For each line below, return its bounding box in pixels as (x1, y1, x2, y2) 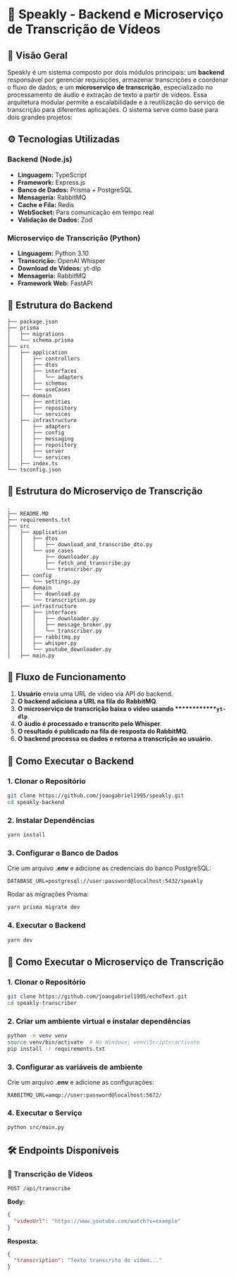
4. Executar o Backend (7, 920, 86, 930)
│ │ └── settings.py (7, 578, 80, 585)
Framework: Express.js (17, 178, 86, 186)
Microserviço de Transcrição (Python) (7, 233, 141, 242)
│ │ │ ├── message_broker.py (7, 621, 112, 628)
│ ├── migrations (7, 331, 65, 338)
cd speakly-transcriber (7, 999, 77, 1006)
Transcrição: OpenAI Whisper (17, 257, 106, 265)
